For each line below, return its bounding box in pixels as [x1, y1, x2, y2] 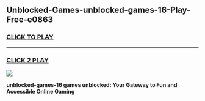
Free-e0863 [6, 15, 54, 25]
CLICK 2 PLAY [6, 56, 49, 64]
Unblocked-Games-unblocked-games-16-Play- [6, 5, 191, 15]
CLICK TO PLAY [6, 33, 54, 42]
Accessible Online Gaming [6, 88, 75, 95]
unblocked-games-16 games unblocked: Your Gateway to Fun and [6, 81, 178, 88]
